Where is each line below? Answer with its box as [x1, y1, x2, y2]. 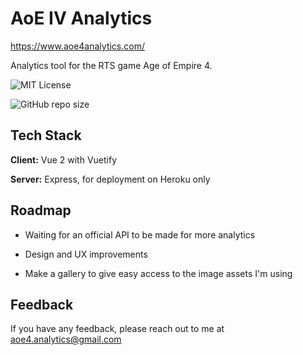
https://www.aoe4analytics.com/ [10, 40, 145, 52]
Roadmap [10, 202, 72, 219]
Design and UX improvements [24, 248, 148, 260]
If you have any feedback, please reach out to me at [10, 323, 225, 335]
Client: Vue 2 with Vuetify [10, 153, 118, 166]
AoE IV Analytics [10, 7, 153, 30]
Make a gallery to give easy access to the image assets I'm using [24, 267, 293, 279]
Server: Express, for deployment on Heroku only [10, 173, 211, 185]
